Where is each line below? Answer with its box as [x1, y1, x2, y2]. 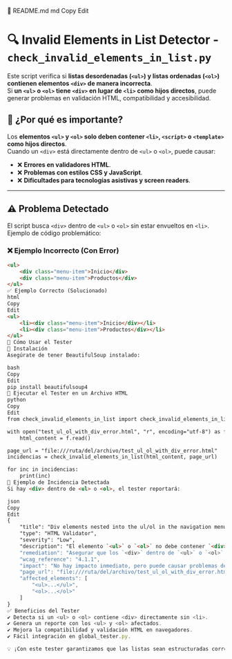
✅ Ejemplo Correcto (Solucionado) [7, 287, 108, 294]
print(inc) [19, 473, 51, 480]
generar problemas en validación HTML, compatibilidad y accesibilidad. [7, 93, 211, 102]
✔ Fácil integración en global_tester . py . [7, 633, 131, 640]
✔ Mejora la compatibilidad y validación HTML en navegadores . [7, 626, 193, 633]
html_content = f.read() [19, 435, 91, 442]
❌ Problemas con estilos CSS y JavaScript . [17, 168, 143, 177]
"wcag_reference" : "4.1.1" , [19, 556, 100, 563]
